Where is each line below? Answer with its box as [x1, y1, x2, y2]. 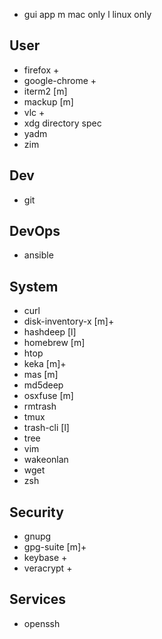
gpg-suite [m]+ [23, 541, 87, 553]
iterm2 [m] [23, 85, 68, 97]
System [9, 278, 59, 295]
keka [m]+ [23, 358, 67, 370]
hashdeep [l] [23, 326, 77, 338]
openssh [23, 617, 61, 629]
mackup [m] [23, 95, 74, 108]
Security [9, 504, 64, 521]
